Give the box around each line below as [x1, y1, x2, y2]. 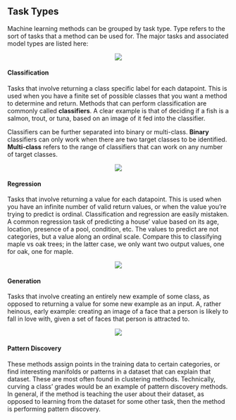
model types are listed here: [7, 39, 89, 48]
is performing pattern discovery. [7, 405, 101, 413]
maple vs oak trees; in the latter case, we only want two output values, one [7, 240, 225, 248]
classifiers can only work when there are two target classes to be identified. [7, 135, 228, 144]
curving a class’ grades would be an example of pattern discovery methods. [7, 382, 228, 390]
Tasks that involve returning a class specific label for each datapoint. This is [7, 84, 228, 93]
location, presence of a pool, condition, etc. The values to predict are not [7, 225, 219, 234]
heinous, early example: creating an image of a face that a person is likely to [7, 307, 229, 316]
